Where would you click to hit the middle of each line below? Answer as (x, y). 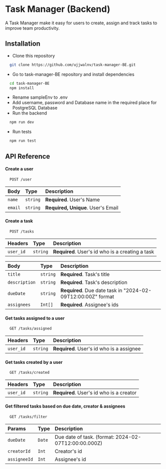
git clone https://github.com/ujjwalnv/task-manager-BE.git (73, 65)
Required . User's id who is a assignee (97, 349)
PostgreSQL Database (35, 108)
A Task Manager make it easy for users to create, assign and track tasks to (81, 23)
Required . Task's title (85, 274)
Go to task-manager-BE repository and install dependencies (73, 74)
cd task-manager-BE (30, 83)
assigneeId (20, 459)
